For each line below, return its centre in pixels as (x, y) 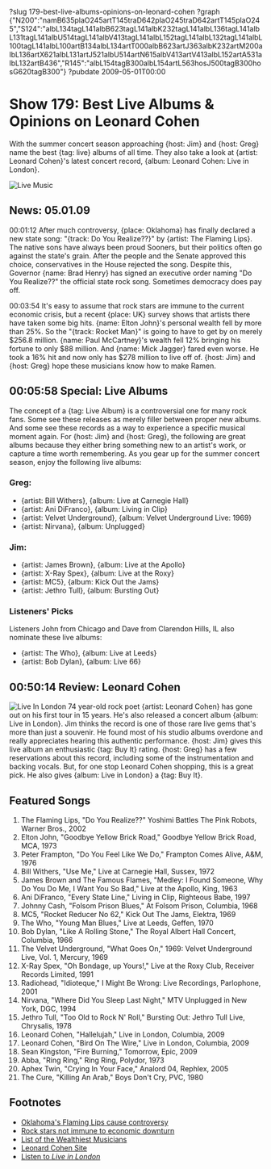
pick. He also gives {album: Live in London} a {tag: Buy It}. (106, 775)
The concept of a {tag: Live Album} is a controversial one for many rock (128, 410)
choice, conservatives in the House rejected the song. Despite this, (121, 264)
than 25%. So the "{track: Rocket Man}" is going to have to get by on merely (136, 331)
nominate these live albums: (56, 638)
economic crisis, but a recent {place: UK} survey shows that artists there (130, 314)
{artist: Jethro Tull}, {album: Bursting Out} (90, 591)
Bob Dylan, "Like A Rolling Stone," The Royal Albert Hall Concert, (128, 932)
